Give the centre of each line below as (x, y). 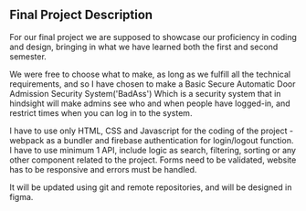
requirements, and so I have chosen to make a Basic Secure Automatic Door (153, 84)
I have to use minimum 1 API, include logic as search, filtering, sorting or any (153, 150)
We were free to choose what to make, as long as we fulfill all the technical (150, 74)
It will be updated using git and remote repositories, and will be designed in (151, 187)
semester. (28, 56)
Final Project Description (81, 15)
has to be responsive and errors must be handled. (103, 169)
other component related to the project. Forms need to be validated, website (153, 160)
